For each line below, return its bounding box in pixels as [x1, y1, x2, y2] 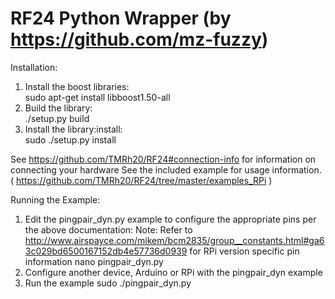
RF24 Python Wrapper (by [10, 7, 232, 30]
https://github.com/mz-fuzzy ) [10, 28, 269, 51]
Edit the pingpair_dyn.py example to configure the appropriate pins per [24, 213, 317, 225]
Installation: [10, 61, 58, 73]
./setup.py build [24, 112, 90, 124]
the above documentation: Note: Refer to [24, 223, 193, 236]
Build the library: [24, 102, 93, 114]
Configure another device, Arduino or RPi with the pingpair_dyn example [24, 266, 323, 278]
